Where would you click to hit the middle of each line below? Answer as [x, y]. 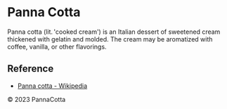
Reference [31, 69]
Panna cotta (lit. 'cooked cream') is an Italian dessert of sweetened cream [114, 32]
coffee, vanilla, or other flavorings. [57, 46]
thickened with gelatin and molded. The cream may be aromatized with [110, 39]
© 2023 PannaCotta [37, 99]
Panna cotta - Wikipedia [52, 86]
